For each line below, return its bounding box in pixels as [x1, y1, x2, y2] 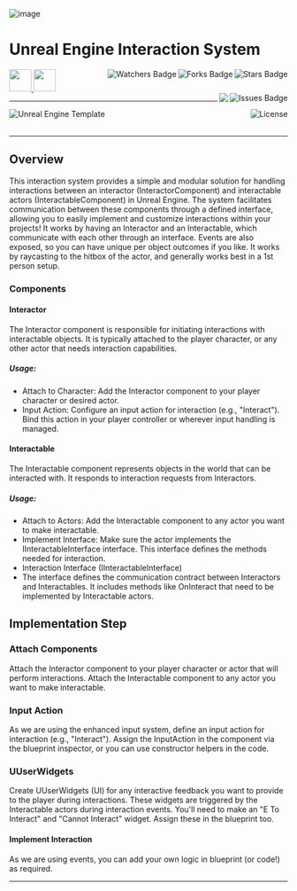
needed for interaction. [21, 553, 106, 564]
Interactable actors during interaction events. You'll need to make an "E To [9, 804, 280, 815]
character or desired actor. [21, 395, 119, 405]
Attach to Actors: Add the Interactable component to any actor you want [21, 515, 286, 527]
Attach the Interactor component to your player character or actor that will [9, 663, 278, 674]
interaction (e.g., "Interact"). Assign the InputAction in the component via [9, 734, 275, 744]
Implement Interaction [9, 833, 93, 844]
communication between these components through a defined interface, [9, 204, 274, 215]
